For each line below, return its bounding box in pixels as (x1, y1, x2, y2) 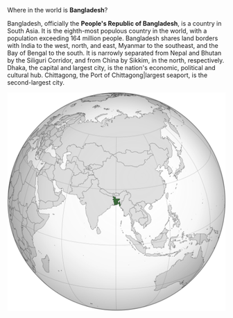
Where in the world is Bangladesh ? (7, 6, 108, 14)
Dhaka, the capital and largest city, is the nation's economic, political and (7, 64, 216, 72)
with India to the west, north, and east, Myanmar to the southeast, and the (7, 42, 218, 49)
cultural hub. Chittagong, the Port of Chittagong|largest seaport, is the (7, 71, 208, 79)
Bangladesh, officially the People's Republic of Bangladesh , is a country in (7, 19, 222, 27)
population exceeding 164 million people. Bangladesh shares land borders (7, 34, 218, 42)
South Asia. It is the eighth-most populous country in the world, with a (7, 27, 207, 35)
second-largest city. (7, 78, 64, 86)
